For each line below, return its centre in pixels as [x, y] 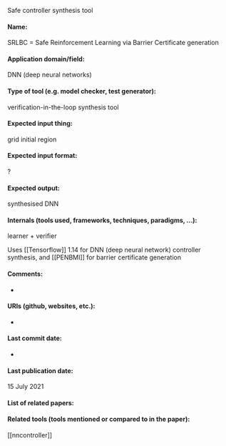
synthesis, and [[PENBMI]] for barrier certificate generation [94, 257]
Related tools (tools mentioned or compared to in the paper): [99, 419]
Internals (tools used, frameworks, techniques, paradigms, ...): [102, 220]
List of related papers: [41, 402]
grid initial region [32, 139]
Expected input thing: [40, 124]
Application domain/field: [46, 59]
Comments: [25, 274]
